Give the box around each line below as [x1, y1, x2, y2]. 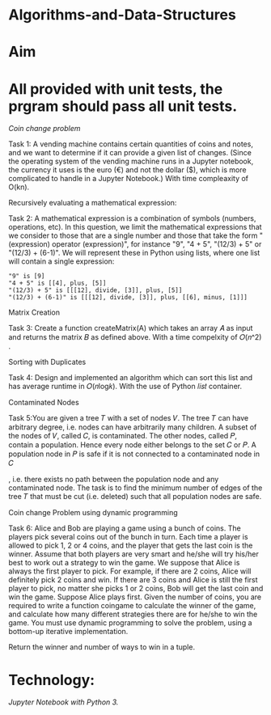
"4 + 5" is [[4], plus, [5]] [8, 279, 107, 288]
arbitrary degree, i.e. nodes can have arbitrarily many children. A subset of [8, 422, 257, 432]
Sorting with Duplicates [8, 357, 87, 367]
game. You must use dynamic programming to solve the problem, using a [8, 618, 252, 628]
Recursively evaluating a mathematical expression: [8, 198, 177, 208]
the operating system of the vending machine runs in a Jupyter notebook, [8, 156, 254, 167]
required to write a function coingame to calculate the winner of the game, [8, 601, 256, 611]
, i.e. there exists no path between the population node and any [8, 475, 219, 484]
